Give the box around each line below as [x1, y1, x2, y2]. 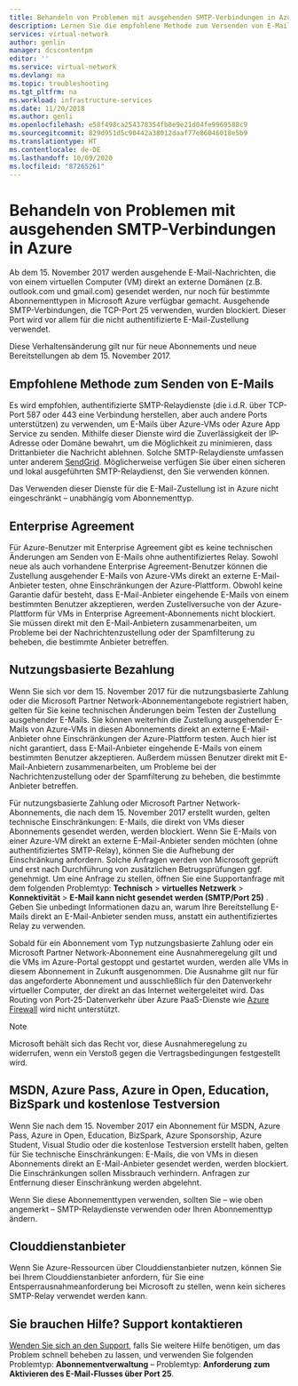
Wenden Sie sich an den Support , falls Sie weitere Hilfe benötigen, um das [9, 1340, 281, 1351]
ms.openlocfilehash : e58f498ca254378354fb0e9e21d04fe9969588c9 [9, 121, 248, 130]
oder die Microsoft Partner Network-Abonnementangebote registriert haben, [9, 695, 289, 706]
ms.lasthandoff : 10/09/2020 [9, 153, 114, 163]
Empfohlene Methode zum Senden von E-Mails [9, 376, 275, 391]
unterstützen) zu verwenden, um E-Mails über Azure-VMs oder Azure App [9, 419, 281, 429]
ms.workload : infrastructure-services [9, 95, 153, 105]
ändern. [9, 1213, 38, 1223]
